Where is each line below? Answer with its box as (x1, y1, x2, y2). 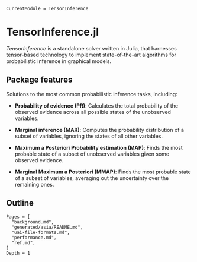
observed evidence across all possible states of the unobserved (14, 108, 172, 115)
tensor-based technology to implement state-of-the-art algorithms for (6, 51, 176, 58)
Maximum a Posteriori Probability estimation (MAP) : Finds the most (14, 144, 183, 151)
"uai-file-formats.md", (11, 229, 70, 235)
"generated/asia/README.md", (11, 224, 83, 230)
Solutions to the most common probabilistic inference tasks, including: (6, 90, 177, 97)
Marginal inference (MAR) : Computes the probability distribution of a (14, 126, 185, 133)
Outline (6, 198, 34, 208)
